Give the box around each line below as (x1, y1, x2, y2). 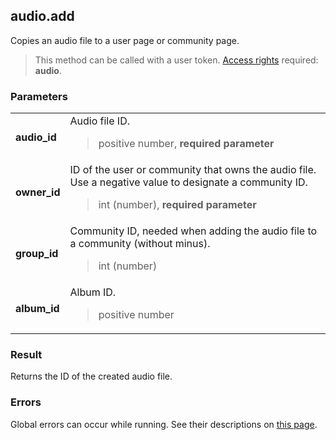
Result (10, 348, 43, 362)
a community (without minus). (69, 237, 211, 251)
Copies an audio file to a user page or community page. (10, 34, 240, 46)
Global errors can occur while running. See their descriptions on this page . (10, 418, 318, 430)
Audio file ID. (69, 114, 130, 128)
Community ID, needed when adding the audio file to (69, 224, 318, 238)
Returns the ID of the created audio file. (10, 370, 173, 383)
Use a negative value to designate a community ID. (69, 175, 308, 189)
